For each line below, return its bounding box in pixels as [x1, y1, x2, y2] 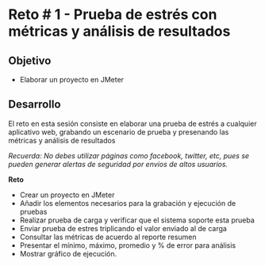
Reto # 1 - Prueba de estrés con [8, 6, 217, 24]
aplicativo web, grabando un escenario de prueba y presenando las [8, 127, 229, 136]
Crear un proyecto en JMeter [19, 190, 115, 199]
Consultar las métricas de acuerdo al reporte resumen [19, 232, 197, 241]
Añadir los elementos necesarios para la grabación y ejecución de [19, 198, 236, 207]
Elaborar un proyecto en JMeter [19, 75, 125, 84]
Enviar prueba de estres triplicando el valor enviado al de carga [19, 223, 228, 233]
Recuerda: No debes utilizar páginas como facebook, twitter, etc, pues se [8, 150, 250, 160]
